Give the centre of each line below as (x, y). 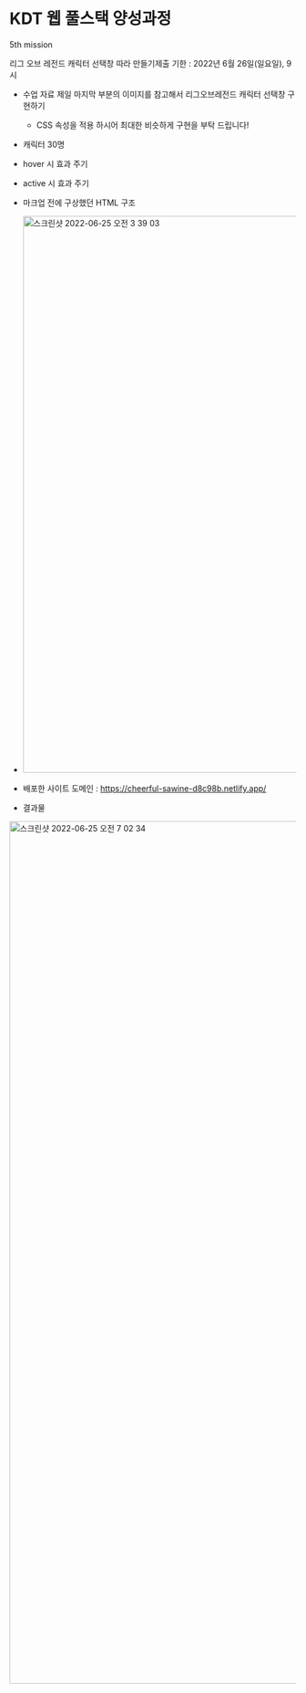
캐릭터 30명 (44, 144)
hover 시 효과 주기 (55, 163)
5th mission (31, 44)
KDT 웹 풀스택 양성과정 (91, 19)
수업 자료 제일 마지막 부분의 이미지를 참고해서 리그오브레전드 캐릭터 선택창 (154, 94)
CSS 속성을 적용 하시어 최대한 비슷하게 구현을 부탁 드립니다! (143, 125)
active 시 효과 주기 (56, 183)
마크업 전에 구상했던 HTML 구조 (79, 203)
